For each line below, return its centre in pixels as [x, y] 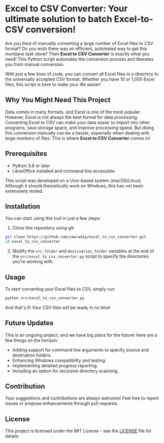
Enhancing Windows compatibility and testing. [59, 360]
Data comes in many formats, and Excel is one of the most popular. [73, 112]
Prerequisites [26, 154]
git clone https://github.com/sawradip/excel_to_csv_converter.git [76, 237]
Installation [23, 206]
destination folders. [32, 355]
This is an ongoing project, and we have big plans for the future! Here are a [81, 335]
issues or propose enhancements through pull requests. [62, 403]
